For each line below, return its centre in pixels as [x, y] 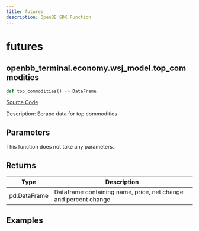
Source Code [22, 102]
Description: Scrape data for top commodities [62, 114]
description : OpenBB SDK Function [49, 17]
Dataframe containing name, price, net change [119, 192]
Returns [21, 166]
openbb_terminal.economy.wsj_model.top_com [96, 68]
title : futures [25, 12]
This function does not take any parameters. [60, 147]
